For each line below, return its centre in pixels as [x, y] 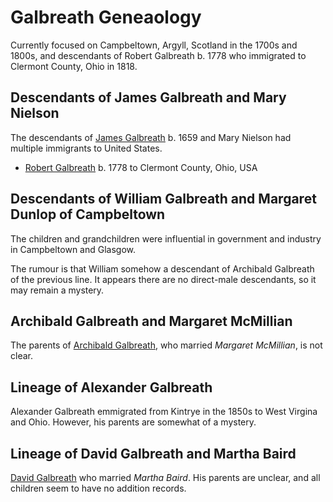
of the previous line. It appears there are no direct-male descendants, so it [163, 279]
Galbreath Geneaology [106, 17]
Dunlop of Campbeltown [88, 214]
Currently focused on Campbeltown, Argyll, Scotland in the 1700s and [154, 45]
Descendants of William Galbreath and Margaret [163, 199]
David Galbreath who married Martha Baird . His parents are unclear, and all [165, 477]
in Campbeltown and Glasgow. [73, 249]
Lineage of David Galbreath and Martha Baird [153, 453]
